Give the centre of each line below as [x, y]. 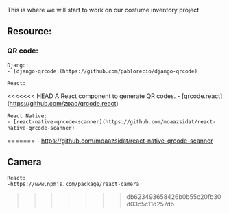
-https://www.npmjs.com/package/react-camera [73, 184]
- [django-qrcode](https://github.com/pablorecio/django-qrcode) [102, 71]
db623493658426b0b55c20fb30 [174, 197]
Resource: [29, 31]
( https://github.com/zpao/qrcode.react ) [63, 103]
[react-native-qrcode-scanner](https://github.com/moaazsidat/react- [114, 122]
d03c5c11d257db [150, 204]
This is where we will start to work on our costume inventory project [103, 10]
